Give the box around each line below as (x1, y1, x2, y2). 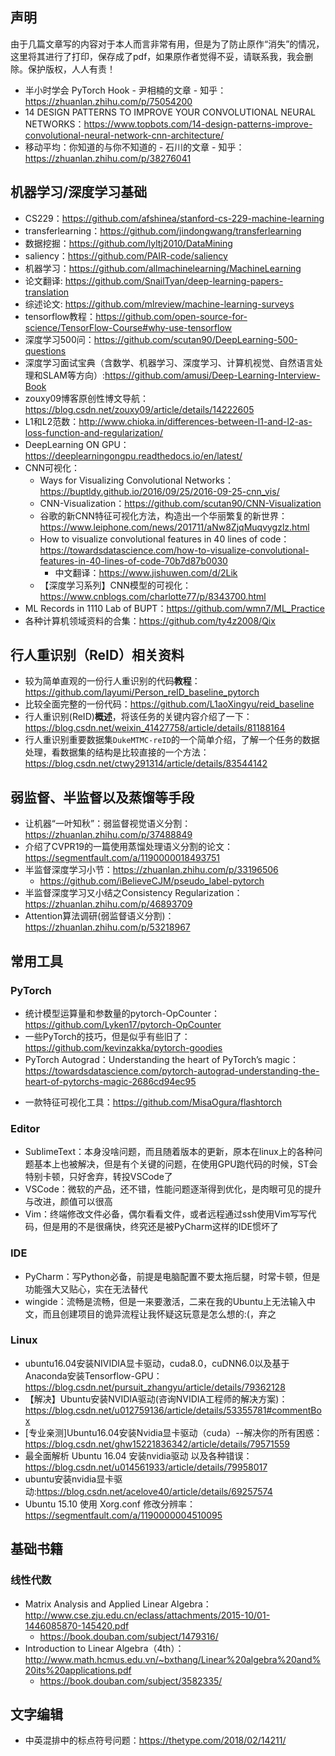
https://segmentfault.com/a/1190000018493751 (24, 852, 221, 864)
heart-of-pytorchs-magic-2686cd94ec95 (24, 1075, 197, 1087)
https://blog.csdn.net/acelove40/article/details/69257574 (36, 1485, 273, 1497)
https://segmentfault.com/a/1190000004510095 (24, 1509, 223, 1521)
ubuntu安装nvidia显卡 (24, 1473, 115, 1485)
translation (24, 286, 70, 298)
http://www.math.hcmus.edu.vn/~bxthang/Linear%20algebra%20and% (24, 1653, 322, 1665)
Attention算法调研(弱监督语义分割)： (24, 910, 175, 922)
